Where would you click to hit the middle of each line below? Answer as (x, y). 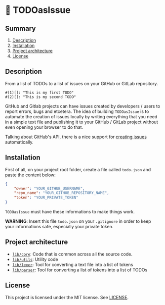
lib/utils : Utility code (35, 259)
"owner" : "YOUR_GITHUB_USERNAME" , (49, 188)
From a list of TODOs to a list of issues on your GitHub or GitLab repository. (82, 83)
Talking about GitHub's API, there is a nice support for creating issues (76, 137)
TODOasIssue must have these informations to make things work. (70, 212)
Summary (21, 28)
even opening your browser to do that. (44, 127)
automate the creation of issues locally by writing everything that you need (81, 116)
